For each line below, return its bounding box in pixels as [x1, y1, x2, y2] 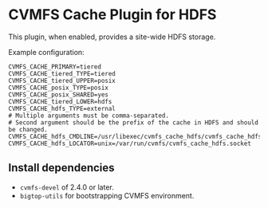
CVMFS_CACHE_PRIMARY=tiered [8, 62, 102, 71]
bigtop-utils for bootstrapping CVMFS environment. [19, 190, 195, 200]
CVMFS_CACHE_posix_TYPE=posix [8, 84, 109, 92]
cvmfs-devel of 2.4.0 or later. [19, 182, 114, 192]
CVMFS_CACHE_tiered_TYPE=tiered [8, 69, 116, 77]
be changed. [8, 125, 48, 133]
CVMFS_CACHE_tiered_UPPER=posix [8, 77, 116, 84]
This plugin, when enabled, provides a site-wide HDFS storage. [8, 32, 216, 41]
